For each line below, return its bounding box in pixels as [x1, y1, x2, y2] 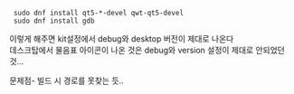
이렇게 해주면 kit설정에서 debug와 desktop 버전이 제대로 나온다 [9, 33, 234, 44]
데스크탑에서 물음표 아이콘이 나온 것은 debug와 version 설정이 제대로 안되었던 [9, 45, 285, 55]
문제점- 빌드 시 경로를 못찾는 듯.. [9, 75, 124, 86]
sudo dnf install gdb [13, 16, 95, 25]
